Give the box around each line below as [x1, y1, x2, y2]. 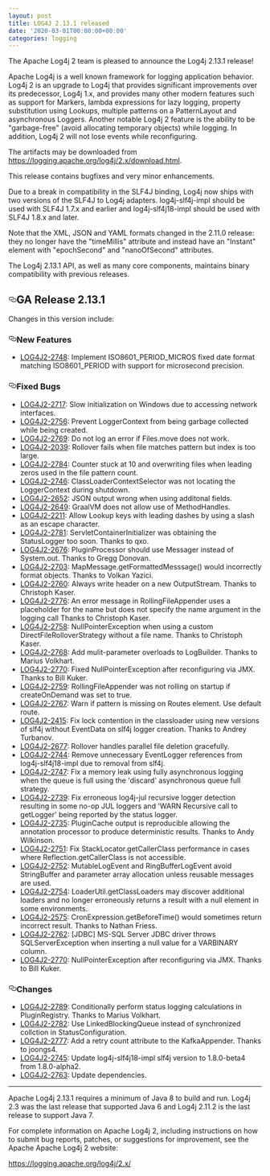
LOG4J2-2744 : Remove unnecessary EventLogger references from [19, 750, 243, 759]
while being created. [19, 425, 88, 434]
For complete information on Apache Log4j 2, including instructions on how [8, 1125, 259, 1135]
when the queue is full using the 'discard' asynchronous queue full [19, 775, 241, 785]
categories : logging [8, 34, 78, 43]
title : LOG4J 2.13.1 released [8, 19, 110, 27]
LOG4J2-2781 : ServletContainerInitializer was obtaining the [19, 528, 217, 537]
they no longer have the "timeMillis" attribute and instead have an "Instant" [8, 236, 256, 246]
